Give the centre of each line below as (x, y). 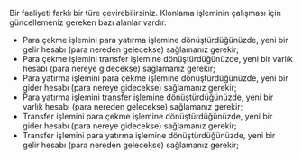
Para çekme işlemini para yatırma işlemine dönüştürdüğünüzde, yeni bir (155, 40)
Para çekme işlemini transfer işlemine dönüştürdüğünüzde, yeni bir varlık (157, 59)
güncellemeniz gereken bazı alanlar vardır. (88, 22)
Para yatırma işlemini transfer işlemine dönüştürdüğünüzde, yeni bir (148, 97)
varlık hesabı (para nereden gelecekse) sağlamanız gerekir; (133, 106)
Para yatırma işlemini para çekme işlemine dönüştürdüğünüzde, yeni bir (155, 78)
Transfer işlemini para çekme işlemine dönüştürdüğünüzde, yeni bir (147, 116)
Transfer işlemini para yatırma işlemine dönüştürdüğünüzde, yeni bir (149, 135)
